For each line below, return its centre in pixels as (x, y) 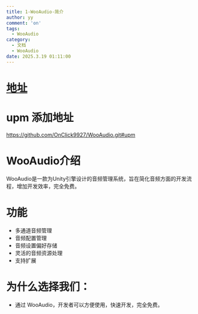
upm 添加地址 (40, 118)
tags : (13, 29)
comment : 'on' (24, 23)
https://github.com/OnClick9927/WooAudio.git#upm (71, 134)
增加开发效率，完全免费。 (48, 186)
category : (19, 40)
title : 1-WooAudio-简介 (35, 12)
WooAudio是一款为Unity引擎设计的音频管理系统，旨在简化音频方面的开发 (97, 178)
